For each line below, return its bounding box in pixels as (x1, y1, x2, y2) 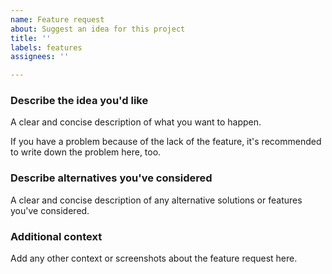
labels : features (10, 42, 83, 53)
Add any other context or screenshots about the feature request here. (10, 252, 298, 265)
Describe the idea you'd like (10, 94, 149, 108)
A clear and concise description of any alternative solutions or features (10, 194, 303, 206)
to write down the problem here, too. (10, 146, 162, 158)
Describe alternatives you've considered (10, 171, 213, 185)
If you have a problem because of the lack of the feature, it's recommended (10, 136, 322, 148)
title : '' (10, 33, 52, 43)
